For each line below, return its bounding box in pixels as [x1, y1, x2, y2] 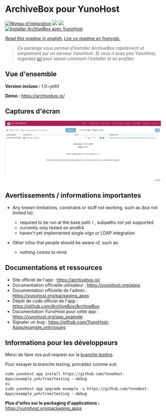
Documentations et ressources [5, 264, 103, 272]
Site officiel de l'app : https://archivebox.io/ [12, 277, 100, 282]
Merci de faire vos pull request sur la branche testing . [5, 351, 114, 358]
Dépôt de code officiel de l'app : [12, 298, 78, 304]
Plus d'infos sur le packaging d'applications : [5, 400, 100, 406]
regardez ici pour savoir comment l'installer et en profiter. [17, 56, 135, 62]
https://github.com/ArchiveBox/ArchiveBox [12, 303, 100, 309]
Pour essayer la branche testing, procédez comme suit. [5, 361, 118, 367]
